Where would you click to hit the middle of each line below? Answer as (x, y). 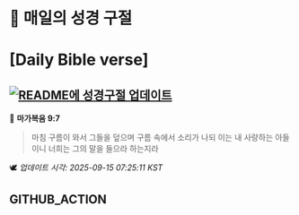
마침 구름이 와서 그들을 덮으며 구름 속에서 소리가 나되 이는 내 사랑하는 (152, 138)
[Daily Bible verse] (79, 60)
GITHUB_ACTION (58, 199)
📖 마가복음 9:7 (35, 118)
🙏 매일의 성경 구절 (71, 18)
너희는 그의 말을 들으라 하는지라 (103, 149)
